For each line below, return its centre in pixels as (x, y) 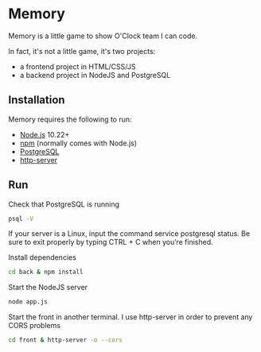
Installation (37, 100)
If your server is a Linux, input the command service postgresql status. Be (129, 234)
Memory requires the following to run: (70, 119)
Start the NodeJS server (48, 288)
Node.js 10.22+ (45, 134)
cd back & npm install (46, 272)
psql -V (21, 219)
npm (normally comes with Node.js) (78, 143)
